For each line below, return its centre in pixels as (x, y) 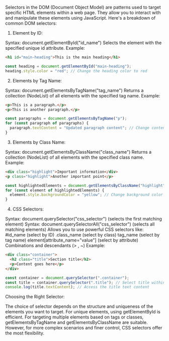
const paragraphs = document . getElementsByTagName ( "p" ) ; (66, 119)
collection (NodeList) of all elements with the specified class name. (75, 157)
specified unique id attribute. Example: (45, 48)
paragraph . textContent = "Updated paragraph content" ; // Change (80, 128)
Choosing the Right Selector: (35, 297)
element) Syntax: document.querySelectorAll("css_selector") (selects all (80, 224)
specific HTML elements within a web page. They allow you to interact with (83, 13)
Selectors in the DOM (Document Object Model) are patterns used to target (83, 7)
